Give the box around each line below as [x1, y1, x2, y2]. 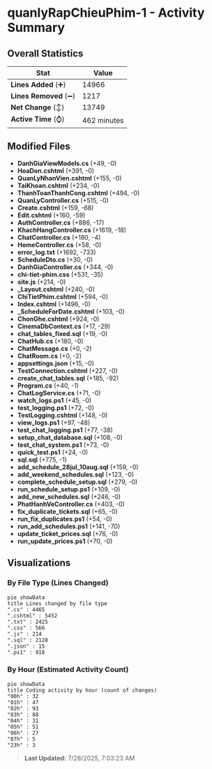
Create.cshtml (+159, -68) [17, 204, 94, 212]
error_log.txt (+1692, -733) [17, 248, 96, 256]
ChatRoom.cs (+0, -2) [17, 351, 82, 360]
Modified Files [7, 141, 71, 153]
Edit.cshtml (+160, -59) [17, 211, 86, 219]
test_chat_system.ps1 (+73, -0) [17, 441, 109, 449]
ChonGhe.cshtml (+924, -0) [17, 314, 100, 323]
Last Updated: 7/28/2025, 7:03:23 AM [24, 754, 135, 762]
